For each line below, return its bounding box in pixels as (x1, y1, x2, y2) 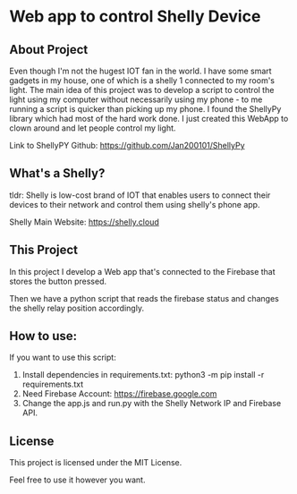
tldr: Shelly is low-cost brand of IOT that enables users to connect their (9, 190, 271, 200)
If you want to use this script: (9, 352, 116, 363)
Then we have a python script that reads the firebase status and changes (9, 293, 279, 303)
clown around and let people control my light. (9, 123, 176, 133)
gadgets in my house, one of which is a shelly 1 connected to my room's (9, 75, 276, 86)
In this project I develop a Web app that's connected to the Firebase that (9, 266, 276, 277)
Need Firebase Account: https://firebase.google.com (21, 388, 217, 399)
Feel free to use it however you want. (9, 474, 146, 485)
